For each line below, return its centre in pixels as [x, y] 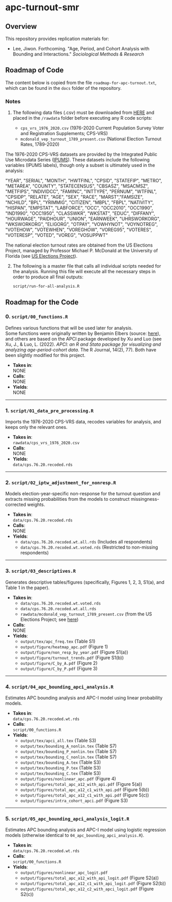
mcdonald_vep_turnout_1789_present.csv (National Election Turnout [91, 139]
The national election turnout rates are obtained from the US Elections [79, 245]
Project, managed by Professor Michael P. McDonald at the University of [82, 251]
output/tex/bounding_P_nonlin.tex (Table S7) [68, 751]
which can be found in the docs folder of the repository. [63, 88]
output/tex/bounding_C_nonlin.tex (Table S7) [68, 757]
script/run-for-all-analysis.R [46, 287]
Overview [21, 26]
